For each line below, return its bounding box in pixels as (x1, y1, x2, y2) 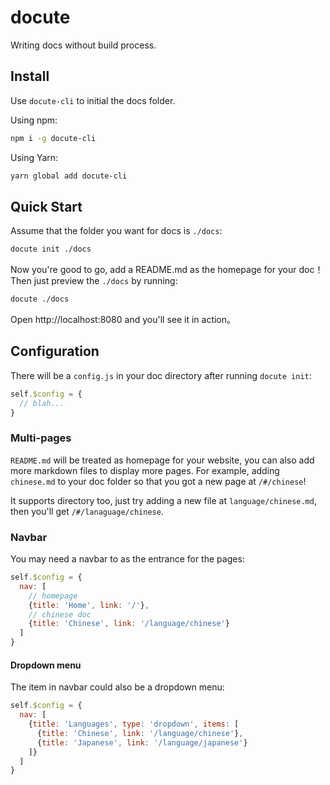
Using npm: (10, 114, 58, 126)
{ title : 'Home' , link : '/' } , (28, 600, 150, 610)
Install (10, 68, 50, 85)
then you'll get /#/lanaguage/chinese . (10, 505, 164, 517)
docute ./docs (10, 294, 70, 305)
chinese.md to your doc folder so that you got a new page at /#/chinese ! (10, 475, 307, 487)
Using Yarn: (10, 151, 59, 163)
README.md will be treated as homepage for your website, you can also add (10, 454, 315, 466)
